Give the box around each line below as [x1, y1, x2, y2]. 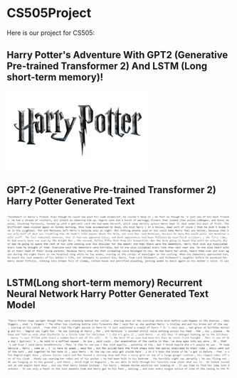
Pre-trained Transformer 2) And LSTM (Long [6, 60, 208, 72]
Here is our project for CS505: [6, 28, 95, 37]
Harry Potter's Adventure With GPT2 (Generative [6, 49, 228, 61]
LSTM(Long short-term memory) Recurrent [6, 276, 203, 288]
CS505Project [6, 5, 92, 21]
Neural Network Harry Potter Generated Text [6, 288, 209, 300]
